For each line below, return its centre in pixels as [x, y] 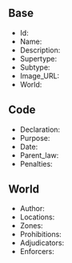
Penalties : [36, 163]
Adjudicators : [42, 243]
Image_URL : [40, 75]
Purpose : [35, 138]
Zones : [31, 226]
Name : [31, 41]
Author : [32, 209]
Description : [40, 50]
